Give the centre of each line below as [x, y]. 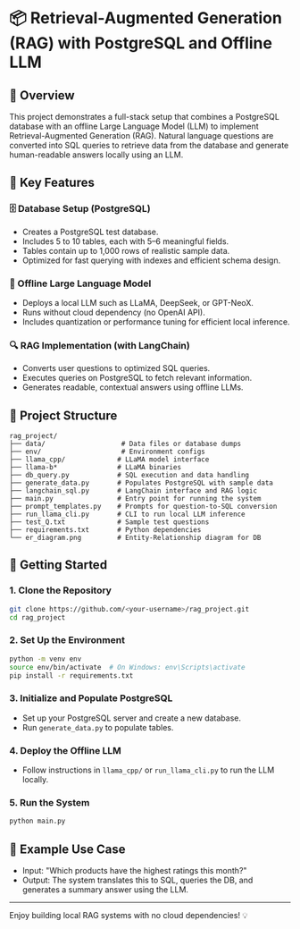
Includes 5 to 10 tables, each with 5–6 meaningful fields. [125, 241]
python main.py [37, 821]
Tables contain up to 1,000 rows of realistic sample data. [126, 250]
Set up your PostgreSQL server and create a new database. [132, 718]
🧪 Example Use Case [68, 849]
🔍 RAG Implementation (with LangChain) [100, 345]
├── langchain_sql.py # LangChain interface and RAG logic [133, 491]
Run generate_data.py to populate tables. [98, 727]
